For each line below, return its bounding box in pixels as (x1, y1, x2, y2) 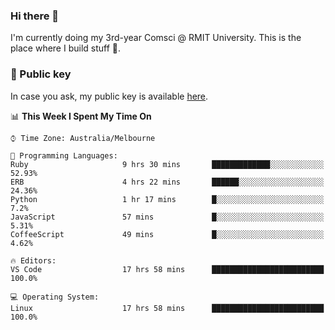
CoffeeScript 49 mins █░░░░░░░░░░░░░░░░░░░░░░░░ (10, 229, 325, 239)
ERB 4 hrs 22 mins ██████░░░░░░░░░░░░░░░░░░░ (10, 177, 325, 187)
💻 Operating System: (10, 292, 100, 302)
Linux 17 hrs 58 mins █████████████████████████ (10, 303, 325, 313)
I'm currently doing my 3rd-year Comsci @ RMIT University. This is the (10, 32, 302, 44)
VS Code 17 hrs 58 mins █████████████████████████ (10, 264, 325, 274)
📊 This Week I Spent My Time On (10, 110, 152, 122)
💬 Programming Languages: (10, 150, 118, 161)
